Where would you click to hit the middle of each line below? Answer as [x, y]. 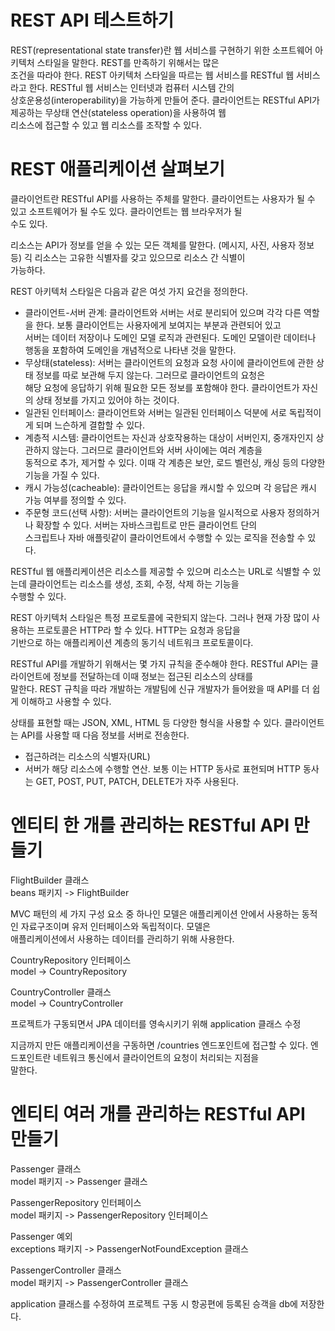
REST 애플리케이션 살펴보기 [118, 169]
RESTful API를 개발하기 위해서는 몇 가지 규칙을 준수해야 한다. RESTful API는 [159, 663]
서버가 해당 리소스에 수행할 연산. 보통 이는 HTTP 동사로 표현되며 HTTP [163, 768]
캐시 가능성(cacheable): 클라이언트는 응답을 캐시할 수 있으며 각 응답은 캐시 [170, 487]
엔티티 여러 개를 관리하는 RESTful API [158, 1114]
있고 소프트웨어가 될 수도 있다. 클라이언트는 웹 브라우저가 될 [126, 211]
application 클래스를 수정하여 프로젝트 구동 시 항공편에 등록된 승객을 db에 [154, 1303]
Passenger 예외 [41, 1236]
